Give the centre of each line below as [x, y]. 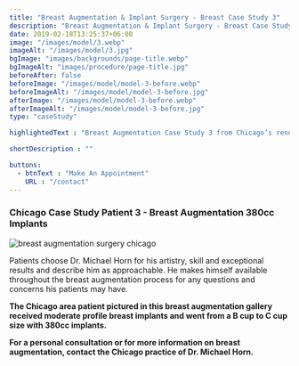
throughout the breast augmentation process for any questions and [132, 279]
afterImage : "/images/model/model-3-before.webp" [103, 100]
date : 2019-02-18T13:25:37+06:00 [71, 34]
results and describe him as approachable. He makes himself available [138, 270]
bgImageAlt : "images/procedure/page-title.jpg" [99, 68]
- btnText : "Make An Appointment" [83, 173]
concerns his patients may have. [69, 289]
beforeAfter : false [45, 76]
